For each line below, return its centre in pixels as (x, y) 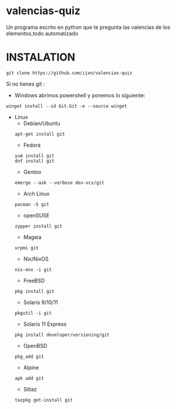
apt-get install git (40, 134)
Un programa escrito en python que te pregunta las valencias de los (88, 27)
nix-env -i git (33, 269)
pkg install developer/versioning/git (62, 335)
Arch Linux (36, 193)
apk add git (29, 378)
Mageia (33, 237)
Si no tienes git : (26, 84)
